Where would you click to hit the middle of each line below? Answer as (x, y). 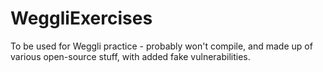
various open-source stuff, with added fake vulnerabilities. (130, 56)
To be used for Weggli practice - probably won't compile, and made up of (161, 46)
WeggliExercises (81, 18)
